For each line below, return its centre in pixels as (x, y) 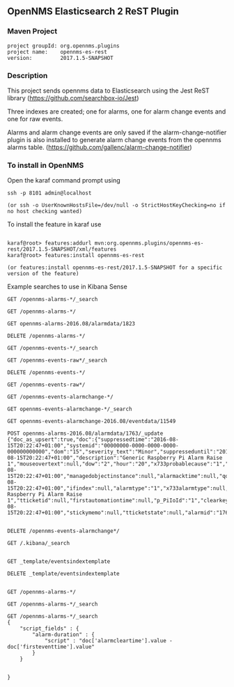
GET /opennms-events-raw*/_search (57, 361)
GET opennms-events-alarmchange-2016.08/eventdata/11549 (92, 422)
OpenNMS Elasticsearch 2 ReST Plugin (93, 11)
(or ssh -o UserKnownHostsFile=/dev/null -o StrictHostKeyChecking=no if (117, 206)
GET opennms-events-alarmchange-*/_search (70, 409)
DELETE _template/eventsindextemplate (63, 574)
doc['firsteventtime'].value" (51, 647)
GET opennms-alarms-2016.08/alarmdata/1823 (71, 324)
